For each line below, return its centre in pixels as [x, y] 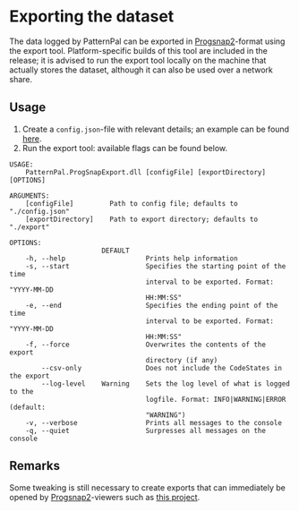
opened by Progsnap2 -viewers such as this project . [105, 497]
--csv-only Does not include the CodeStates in [162, 368]
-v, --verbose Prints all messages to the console [154, 422]
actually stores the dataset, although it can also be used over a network [141, 70]
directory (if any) [182, 360]
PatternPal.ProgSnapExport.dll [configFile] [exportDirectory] [146, 172]
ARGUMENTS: [30, 196]
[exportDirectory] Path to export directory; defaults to [141, 219]
